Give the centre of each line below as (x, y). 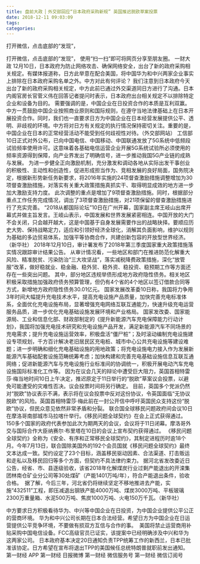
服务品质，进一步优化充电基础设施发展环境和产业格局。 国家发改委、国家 (96, 312)
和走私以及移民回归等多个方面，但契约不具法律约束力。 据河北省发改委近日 (98, 461)
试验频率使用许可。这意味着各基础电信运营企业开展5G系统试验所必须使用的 (98, 148)
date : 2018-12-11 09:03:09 (40, 17)
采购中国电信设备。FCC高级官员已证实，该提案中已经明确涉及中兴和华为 (100, 533)
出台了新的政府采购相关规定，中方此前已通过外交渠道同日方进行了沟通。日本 (100, 88)
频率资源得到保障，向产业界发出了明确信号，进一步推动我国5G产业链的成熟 (98, 155)
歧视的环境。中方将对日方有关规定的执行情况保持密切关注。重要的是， (108, 126)
